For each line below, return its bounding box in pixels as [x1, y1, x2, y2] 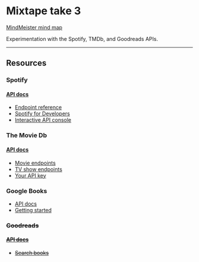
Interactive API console [14, 116, 72, 124]
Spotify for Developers [14, 110, 70, 117]
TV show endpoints [14, 165, 63, 173]
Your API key [14, 172, 46, 179]
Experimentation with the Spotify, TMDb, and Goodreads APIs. [6, 35, 158, 42]
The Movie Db [6, 131, 47, 140]
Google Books [6, 187, 47, 195]
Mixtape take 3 [6, 4, 81, 18]
